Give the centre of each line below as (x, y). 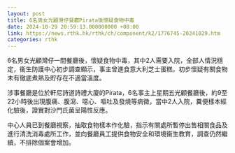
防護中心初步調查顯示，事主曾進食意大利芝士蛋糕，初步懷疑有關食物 (129, 69)
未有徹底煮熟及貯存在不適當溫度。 (56, 78)
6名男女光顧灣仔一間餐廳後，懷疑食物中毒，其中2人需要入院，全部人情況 (112, 61)
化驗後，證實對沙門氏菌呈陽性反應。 (59, 110)
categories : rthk (33, 40)
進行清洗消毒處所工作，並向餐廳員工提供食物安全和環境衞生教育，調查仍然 (114, 134)
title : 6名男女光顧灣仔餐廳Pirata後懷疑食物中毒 (71, 20)
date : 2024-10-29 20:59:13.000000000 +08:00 (73, 27)
